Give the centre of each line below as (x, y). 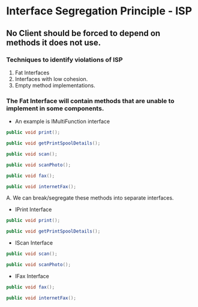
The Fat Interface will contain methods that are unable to (90, 101)
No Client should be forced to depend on (83, 33)
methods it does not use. (54, 42)
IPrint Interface (33, 210)
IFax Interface (32, 276)
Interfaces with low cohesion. (51, 79)
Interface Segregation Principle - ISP (99, 11)
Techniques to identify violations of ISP (64, 59)
